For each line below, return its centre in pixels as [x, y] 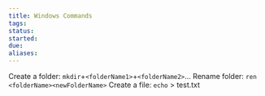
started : [23, 38]
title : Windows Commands [50, 16]
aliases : [23, 53]
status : [22, 31]
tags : [17, 23]
